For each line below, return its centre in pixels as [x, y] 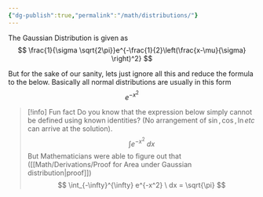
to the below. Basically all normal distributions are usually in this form [120, 82]
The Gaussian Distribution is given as [68, 38]
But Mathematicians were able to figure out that [104, 156]
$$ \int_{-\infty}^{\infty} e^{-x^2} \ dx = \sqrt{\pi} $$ [142, 184]
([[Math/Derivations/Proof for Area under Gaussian [110, 164]
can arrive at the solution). [70, 129]
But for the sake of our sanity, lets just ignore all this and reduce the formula [131, 73]
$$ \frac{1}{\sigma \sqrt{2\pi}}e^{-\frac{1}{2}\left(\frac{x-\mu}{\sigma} [132, 50]
